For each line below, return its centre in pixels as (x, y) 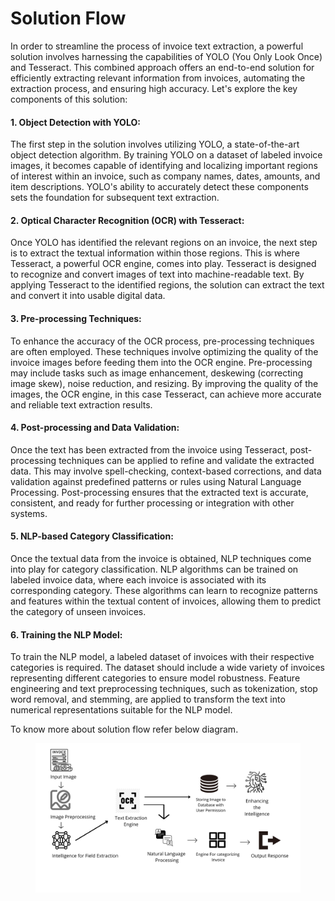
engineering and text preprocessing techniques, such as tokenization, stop (164, 689)
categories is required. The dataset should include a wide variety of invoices (167, 668)
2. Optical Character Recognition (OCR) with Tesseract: (127, 220)
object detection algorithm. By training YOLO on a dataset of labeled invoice (166, 155)
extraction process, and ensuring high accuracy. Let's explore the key (154, 88)
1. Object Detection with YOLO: (75, 122)
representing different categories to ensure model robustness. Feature (155, 678)
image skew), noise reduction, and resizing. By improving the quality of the (164, 383)
